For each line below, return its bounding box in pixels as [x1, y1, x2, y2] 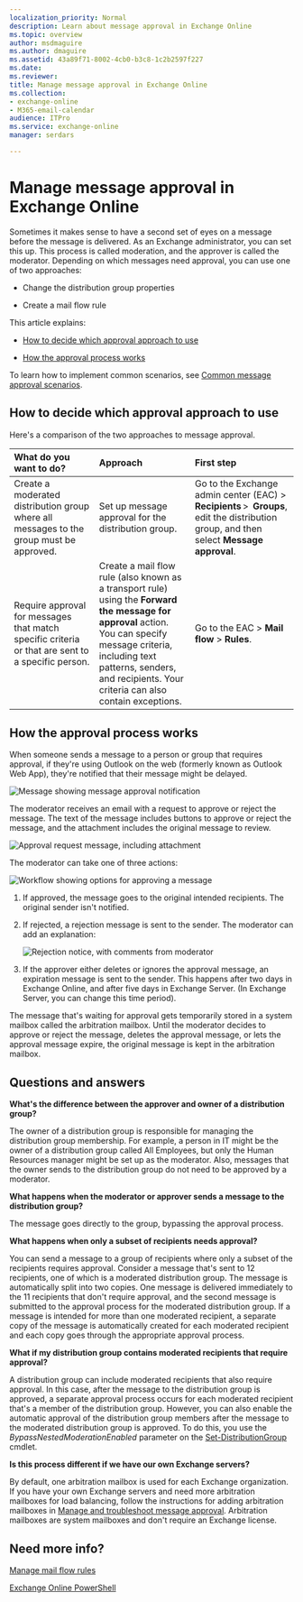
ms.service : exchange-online [9, 123, 119, 132]
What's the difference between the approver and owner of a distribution [9, 1099, 286, 1109]
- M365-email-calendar [9, 106, 95, 115]
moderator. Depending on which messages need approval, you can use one [9, 254, 291, 266]
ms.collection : [9, 88, 67, 97]
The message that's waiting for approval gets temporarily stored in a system [9, 1010, 293, 1021]
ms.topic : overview [9, 30, 83, 39]
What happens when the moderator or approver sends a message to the [9, 1192, 285, 1202]
